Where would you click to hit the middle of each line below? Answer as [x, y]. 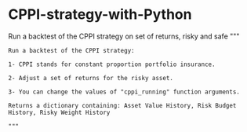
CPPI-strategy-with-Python [100, 15]
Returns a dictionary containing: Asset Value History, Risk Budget [122, 105]
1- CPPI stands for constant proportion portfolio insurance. [112, 64]
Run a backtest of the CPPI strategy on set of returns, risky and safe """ [124, 36]
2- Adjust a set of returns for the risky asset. [91, 78]
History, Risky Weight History [59, 112]
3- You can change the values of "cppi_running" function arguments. [124, 92]
